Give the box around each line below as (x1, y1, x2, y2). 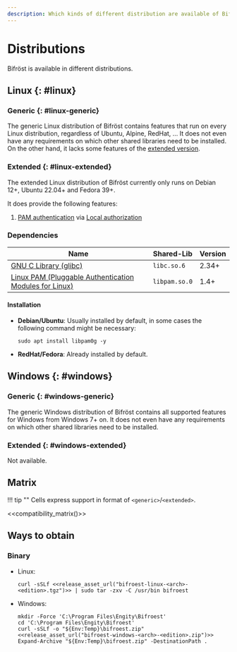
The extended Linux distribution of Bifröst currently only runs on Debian (7, 178, 217, 186)
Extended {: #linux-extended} (7, 162, 112, 172)
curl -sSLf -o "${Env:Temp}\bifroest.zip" (17, 625, 145, 632)
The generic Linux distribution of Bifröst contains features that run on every (7, 121, 227, 131)
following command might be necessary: (17, 324, 136, 333)
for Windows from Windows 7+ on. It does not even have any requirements (7, 415, 226, 424)
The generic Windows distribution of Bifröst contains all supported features (7, 408, 226, 416)
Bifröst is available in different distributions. (7, 64, 133, 73)
